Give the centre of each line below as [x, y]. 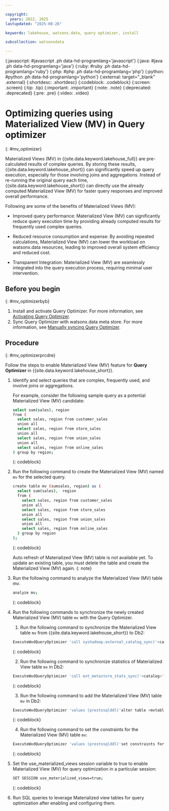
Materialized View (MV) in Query [75, 124]
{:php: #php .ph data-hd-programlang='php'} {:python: [107, 72]
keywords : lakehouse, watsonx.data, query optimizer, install [72, 33]
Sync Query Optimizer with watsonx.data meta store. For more [77, 322]
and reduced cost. [32, 253]
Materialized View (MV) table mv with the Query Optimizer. [73, 617]
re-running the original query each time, [47, 181]
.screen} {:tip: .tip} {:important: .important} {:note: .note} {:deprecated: [78, 88]
